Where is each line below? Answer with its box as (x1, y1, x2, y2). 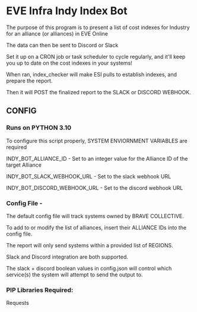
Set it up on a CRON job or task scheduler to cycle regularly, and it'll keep (6, 53, 186, 60)
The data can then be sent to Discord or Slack (6, 42, 119, 49)
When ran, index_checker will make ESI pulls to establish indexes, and (6, 71, 177, 78)
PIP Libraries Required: (6, 286, 74, 294)
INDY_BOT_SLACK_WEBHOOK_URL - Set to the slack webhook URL (6, 173, 171, 180)
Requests (6, 300, 30, 307)
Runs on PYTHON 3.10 (6, 123, 72, 132)
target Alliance (6, 161, 42, 168)
